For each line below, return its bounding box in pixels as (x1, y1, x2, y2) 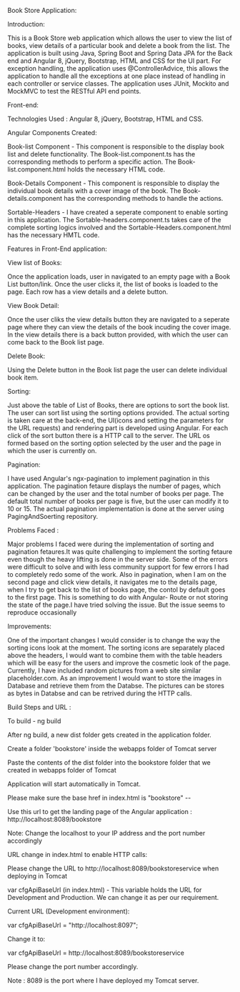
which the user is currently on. (7, 447, 97, 455)
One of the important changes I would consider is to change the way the (7, 636, 220, 644)
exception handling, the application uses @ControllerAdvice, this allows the (7, 64, 229, 72)
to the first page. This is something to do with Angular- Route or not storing (7, 593, 229, 601)
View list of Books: (7, 259, 62, 267)
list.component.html (7, 165, 66, 174)
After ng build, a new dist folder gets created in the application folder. (7, 730, 212, 739)
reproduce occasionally (7, 608, 77, 617)
